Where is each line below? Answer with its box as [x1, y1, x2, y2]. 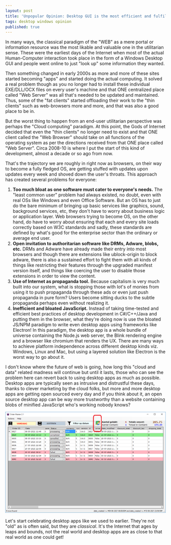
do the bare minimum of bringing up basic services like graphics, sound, [12, 203, 164, 209]
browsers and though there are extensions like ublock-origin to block [12, 251, 158, 257]
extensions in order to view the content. [12, 273, 96, 279]
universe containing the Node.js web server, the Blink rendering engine [12, 332, 162, 338]
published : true [5, 24, 40, 30]
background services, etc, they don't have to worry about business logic [12, 208, 165, 214]
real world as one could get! [5, 534, 64, 540]
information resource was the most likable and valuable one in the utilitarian [5, 44, 164, 50]
